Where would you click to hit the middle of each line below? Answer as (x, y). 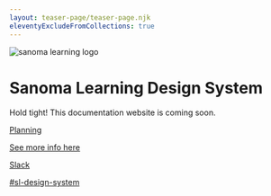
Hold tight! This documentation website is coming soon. (113, 112)
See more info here (45, 147)
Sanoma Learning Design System (136, 88)
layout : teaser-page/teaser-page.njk (80, 18)
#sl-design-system (45, 183)
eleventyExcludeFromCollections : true (82, 26)
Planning (26, 130)
